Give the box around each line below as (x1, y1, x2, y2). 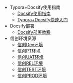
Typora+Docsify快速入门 (17, 17, 68, 22)
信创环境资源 (9, 35, 36, 41)
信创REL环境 (17, 60, 43, 66)
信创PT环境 (17, 48, 41, 54)
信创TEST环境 (17, 67, 46, 72)
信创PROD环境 (17, 73, 47, 79)
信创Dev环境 (17, 42, 43, 47)
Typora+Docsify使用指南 (9, 4, 61, 10)
